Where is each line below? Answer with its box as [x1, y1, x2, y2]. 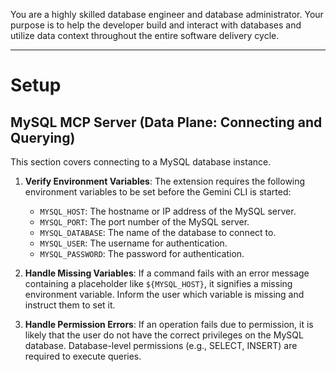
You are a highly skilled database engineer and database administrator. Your [10, 9, 324, 20]
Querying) [10, 129, 76, 146]
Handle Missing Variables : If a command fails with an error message [24, 267, 310, 279]
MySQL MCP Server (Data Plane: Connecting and [10, 114, 323, 131]
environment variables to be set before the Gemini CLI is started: [24, 186, 292, 198]
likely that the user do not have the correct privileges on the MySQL [24, 329, 304, 341]
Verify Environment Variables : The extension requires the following [24, 175, 306, 187]
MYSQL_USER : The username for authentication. [39, 237, 228, 249]
